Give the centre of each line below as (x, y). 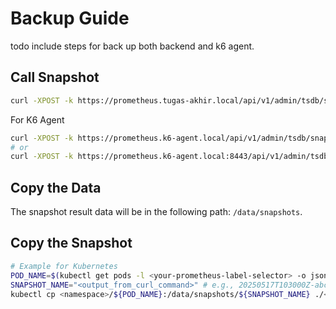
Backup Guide (70, 18)
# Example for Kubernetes (64, 266)
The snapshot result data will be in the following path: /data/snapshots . (156, 212)
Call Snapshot (55, 77)
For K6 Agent (37, 119)
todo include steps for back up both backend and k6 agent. (132, 46)
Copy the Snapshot (71, 243)
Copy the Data (56, 187)
